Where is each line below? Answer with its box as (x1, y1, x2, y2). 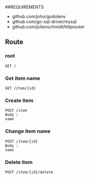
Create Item (5, 97, 34, 104)
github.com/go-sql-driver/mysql (12, 19, 77, 24)
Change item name (5, 128, 51, 135)
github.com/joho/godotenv (12, 14, 66, 19)
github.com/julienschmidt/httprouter (12, 24, 85, 30)
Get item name (5, 75, 40, 82)
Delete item (5, 159, 33, 165)
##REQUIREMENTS (5, 4, 44, 10)
